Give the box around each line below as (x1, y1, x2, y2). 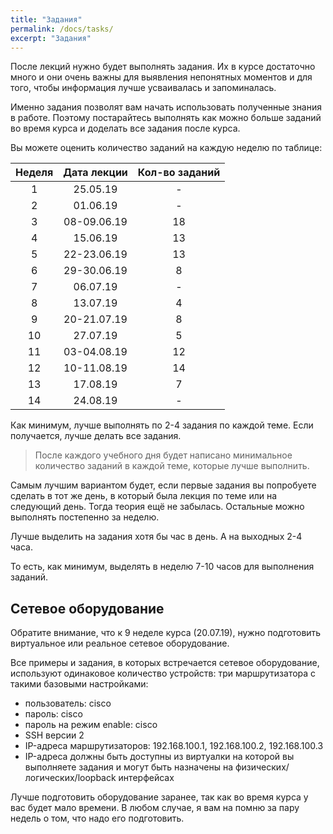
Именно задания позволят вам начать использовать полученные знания (10, 101, 323, 113)
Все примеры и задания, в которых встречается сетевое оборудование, (10, 657, 320, 669)
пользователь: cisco (24, 697, 112, 710)
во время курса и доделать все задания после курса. (10, 122, 241, 135)
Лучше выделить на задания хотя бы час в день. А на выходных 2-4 (10, 531, 303, 543)
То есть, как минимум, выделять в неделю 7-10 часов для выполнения (10, 561, 315, 573)
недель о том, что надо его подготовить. (10, 812, 185, 825)
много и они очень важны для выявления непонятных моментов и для (10, 71, 313, 83)
